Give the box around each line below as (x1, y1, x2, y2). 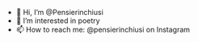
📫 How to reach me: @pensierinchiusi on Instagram (15, 25, 191, 34)
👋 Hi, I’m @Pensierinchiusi (15, 8, 103, 17)
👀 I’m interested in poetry (15, 16, 100, 25)
